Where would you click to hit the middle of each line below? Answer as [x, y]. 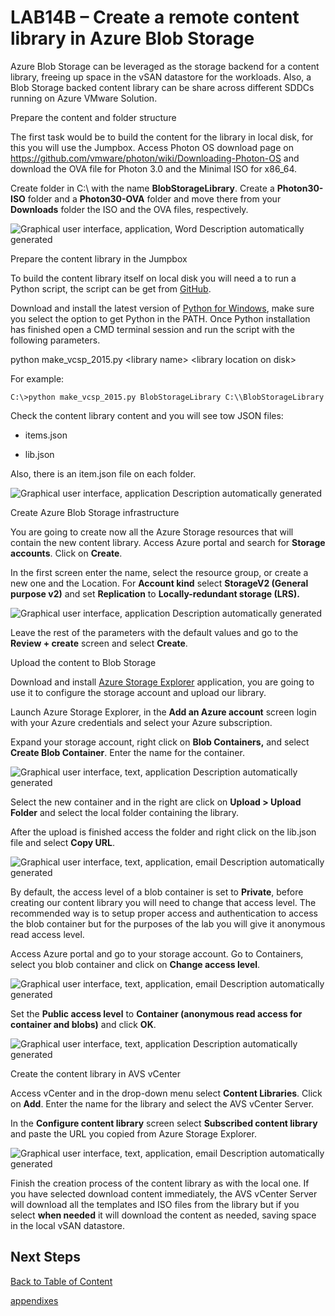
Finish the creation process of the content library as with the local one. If [160, 1183]
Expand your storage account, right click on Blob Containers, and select [160, 742]
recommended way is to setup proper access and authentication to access [164, 913]
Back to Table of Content [61, 1281]
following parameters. [55, 340]
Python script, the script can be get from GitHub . [111, 288]
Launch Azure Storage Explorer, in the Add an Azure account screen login [163, 712]
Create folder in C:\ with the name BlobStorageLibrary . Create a [142, 188]
